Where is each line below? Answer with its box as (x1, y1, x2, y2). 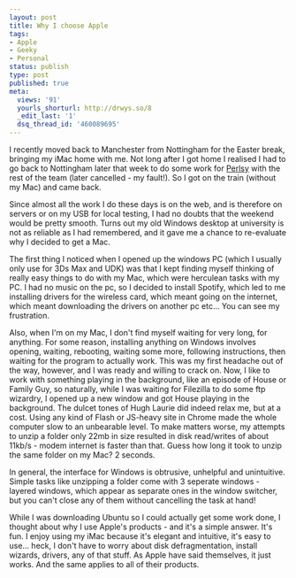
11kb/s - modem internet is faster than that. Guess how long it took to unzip (9, 440, 283, 451)
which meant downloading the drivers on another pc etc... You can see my (9, 301, 280, 311)
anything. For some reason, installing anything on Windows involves (9, 337, 256, 347)
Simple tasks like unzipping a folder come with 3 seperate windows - (9, 476, 261, 487)
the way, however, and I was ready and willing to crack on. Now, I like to (9, 365, 271, 375)
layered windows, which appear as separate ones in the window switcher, (9, 486, 278, 496)
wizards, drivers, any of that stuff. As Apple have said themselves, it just (9, 550, 271, 560)
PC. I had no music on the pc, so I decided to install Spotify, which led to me (9, 282, 286, 292)
